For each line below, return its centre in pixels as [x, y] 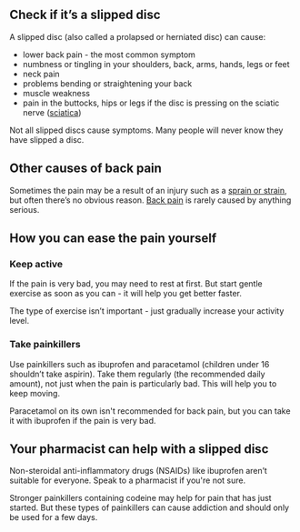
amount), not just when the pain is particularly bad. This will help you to [143, 383]
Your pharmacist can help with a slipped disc [139, 449]
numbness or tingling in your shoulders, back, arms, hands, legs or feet [156, 64]
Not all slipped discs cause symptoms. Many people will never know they [146, 130]
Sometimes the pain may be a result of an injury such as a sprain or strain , [149, 190]
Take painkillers [45, 345]
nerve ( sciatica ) [52, 112]
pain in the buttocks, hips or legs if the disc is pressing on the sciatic [151, 103]
